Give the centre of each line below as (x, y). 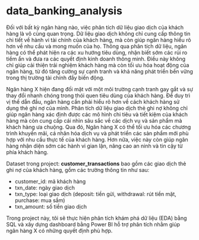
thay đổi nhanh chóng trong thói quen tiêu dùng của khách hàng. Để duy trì (98, 95)
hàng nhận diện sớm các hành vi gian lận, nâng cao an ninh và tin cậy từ (94, 146)
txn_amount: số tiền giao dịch (51, 206)
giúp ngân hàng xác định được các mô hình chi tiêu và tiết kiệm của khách (97, 114)
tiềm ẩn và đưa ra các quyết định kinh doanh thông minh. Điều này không (96, 59)
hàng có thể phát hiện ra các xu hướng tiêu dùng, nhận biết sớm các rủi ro (97, 52)
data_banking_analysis (64, 11)
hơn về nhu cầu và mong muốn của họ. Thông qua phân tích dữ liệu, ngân (97, 46)
